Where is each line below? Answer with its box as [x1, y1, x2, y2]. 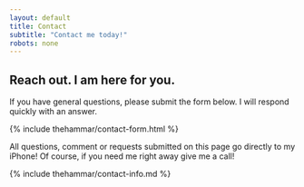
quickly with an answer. [9, 106, 98, 117]
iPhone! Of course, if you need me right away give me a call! [9, 151, 235, 162]
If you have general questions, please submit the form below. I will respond [9, 96, 289, 107]
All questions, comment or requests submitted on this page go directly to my [9, 142, 296, 153]
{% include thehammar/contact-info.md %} [9, 169, 172, 180]
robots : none [9, 38, 59, 48]
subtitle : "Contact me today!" [9, 30, 128, 39]
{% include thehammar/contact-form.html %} [9, 123, 180, 134]
